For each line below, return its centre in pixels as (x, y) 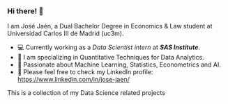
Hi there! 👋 (25, 11)
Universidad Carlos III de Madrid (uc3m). (66, 33)
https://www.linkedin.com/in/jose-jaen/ (74, 80)
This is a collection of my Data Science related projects (86, 93)
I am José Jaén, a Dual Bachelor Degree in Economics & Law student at (110, 26)
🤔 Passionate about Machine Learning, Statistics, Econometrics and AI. (119, 64)
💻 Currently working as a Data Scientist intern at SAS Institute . (109, 47)
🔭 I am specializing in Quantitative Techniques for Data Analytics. (111, 58)
